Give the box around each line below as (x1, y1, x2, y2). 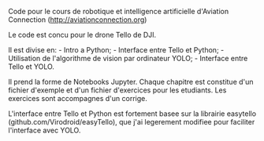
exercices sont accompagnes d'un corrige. (8, 94, 147, 103)
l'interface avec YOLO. (8, 125, 81, 135)
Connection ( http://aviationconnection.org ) (8, 15, 147, 24)
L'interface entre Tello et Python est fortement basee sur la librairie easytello (8, 109, 257, 118)
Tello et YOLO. (8, 62, 55, 71)
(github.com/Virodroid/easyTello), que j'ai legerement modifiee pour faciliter (8, 117, 255, 126)
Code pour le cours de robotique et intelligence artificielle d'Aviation (8, 7, 229, 16)
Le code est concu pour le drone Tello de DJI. (8, 31, 157, 39)
